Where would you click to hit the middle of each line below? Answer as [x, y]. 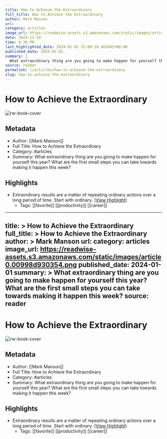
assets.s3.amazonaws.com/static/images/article [83, 257]
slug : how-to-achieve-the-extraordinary [48, 75]
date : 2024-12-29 [23, 38]
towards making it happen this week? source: [77, 296]
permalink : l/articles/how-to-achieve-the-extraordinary [65, 70]
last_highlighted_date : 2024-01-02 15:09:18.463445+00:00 [66, 47]
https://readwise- [68, 249]
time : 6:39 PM [20, 42]
